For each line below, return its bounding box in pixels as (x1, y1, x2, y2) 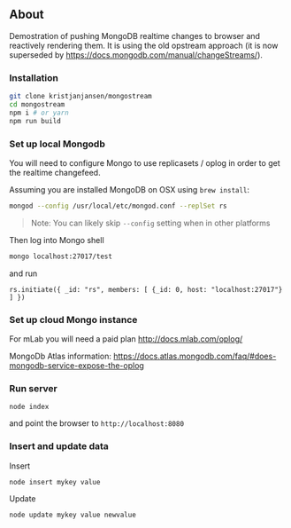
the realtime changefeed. (9, 167, 101, 177)
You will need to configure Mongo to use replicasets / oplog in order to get (9, 157, 280, 168)
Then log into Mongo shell (9, 234, 104, 245)
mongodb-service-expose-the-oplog (9, 359, 144, 371)
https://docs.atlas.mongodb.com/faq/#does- (113, 351, 277, 361)
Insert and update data (9, 440, 109, 453)
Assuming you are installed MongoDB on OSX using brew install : (9, 184, 250, 194)
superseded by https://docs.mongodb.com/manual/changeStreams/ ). (9, 49, 264, 60)
